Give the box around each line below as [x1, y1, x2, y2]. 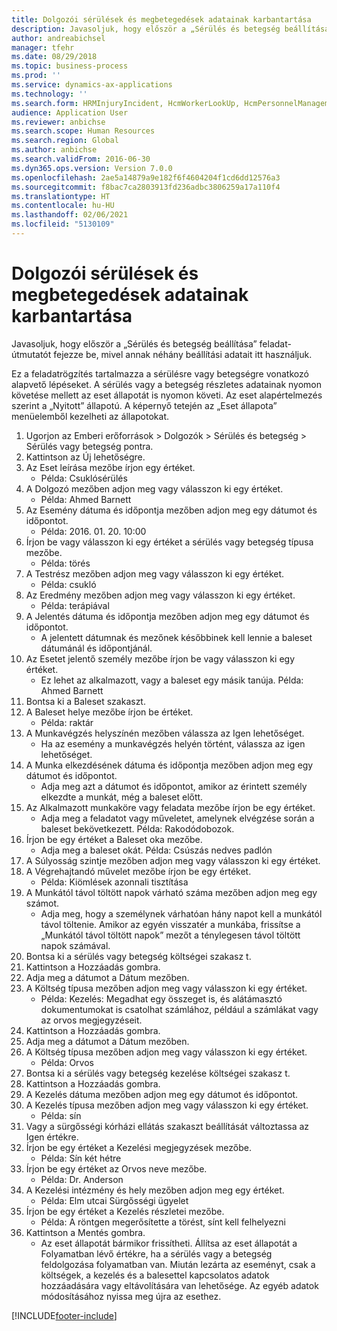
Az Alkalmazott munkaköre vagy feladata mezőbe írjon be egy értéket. [25, 801, 316, 813]
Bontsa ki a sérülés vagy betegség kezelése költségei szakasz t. [25, 1067, 291, 1079]
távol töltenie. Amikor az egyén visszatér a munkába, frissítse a [40, 918, 301, 930]
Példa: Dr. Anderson [40, 1173, 124, 1185]
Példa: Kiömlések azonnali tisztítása [40, 876, 189, 888]
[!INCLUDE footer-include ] [11, 1309, 118, 1321]
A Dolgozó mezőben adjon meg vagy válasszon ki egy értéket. [25, 482, 284, 495]
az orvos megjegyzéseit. [40, 1014, 143, 1026]
